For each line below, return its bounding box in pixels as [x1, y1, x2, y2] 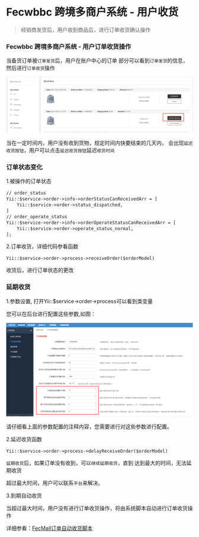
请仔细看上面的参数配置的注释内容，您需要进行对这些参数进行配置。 [6, 422, 172, 430]
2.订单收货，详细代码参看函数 [6, 243, 79, 250]
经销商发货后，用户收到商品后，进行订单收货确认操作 [20, 26, 151, 33]
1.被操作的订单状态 [6, 177, 52, 185]
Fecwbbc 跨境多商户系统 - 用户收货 [6, 5, 179, 19]
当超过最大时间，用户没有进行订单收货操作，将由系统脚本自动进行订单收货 [6, 504, 188, 511]
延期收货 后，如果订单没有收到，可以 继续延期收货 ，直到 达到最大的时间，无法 [6, 459, 187, 466]
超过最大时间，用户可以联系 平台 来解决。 [6, 479, 104, 487]
